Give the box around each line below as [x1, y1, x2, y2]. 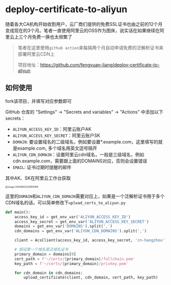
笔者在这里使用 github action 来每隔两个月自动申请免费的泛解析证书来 [17, 44, 164, 50]
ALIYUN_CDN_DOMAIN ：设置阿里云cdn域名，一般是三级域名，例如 [12, 151, 145, 157]
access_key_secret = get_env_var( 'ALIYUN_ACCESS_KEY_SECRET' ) [14, 219, 149, 224]
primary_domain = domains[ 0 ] [14, 251, 76, 256]
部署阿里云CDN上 [17, 51, 55, 57]
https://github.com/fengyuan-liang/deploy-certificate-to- [40, 62, 160, 68]
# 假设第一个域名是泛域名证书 [14, 247, 69, 252]
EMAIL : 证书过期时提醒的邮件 [12, 164, 72, 170]
